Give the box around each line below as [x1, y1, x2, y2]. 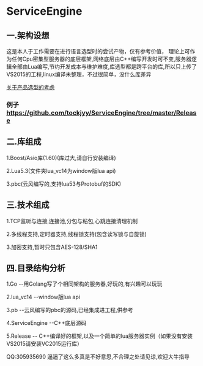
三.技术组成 [6, 200, 50, 210]
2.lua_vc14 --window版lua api [6, 293, 81, 301]
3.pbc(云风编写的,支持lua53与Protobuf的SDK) [6, 180, 121, 188]
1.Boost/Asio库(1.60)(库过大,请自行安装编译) [6, 154, 116, 161]
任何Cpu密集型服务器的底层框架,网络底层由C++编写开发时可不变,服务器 [11, 55, 191, 63]
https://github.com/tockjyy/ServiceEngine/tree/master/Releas [6, 109, 197, 117]
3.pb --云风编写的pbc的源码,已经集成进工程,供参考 [6, 307, 133, 314]
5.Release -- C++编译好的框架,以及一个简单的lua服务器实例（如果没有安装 [6, 332, 193, 340]
